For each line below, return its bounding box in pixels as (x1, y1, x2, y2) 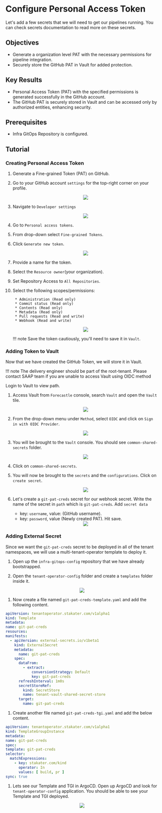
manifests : (5, 634, 28, 638)
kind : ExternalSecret (14, 642, 58, 648)
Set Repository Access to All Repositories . (12, 278, 101, 284)
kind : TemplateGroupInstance (5, 729, 65, 734)
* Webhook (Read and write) (15, 319, 72, 323)
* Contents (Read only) (15, 305, 63, 311)
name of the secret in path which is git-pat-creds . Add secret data (12, 501, 148, 507)
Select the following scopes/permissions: (12, 287, 95, 294)
